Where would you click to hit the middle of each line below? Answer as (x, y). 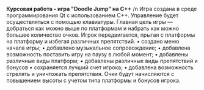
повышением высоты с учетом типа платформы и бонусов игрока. (93, 80)
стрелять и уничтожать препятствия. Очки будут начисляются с (90, 74)
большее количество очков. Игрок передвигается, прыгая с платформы (101, 35)
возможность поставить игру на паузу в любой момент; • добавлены (97, 54)
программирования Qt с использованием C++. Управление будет (93, 15)
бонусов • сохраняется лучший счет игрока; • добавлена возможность (100, 67)
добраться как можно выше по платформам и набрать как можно (93, 28)
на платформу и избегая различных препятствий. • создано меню (93, 41)
